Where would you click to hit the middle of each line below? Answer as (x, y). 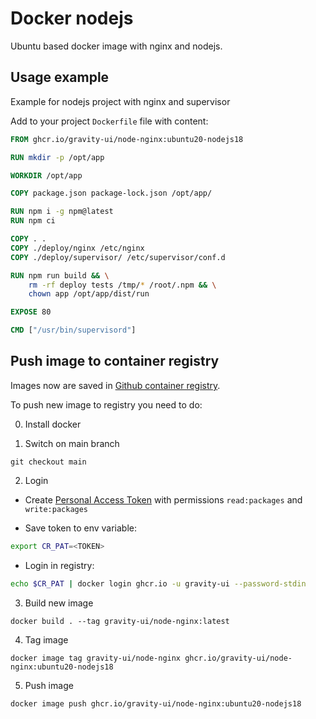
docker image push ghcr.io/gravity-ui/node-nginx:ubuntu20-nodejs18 (156, 703)
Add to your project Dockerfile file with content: (109, 121)
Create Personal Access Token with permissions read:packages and (163, 499)
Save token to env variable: (80, 528)
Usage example (60, 77)
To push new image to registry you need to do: (106, 404)
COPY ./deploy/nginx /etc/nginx (77, 248)
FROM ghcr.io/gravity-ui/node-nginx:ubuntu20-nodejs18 (127, 139)
